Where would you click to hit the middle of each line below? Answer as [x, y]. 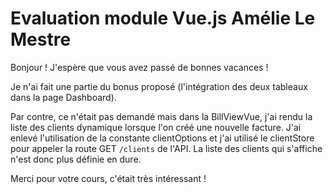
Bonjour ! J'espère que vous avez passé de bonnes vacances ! [139, 67]
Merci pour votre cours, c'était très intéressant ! [108, 178]
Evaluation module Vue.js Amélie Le [163, 18]
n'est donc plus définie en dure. [76, 159]
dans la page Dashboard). [63, 97]
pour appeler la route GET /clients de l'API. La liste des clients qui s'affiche [166, 148]
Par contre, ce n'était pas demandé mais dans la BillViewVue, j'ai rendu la [161, 116]
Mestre [41, 39]
